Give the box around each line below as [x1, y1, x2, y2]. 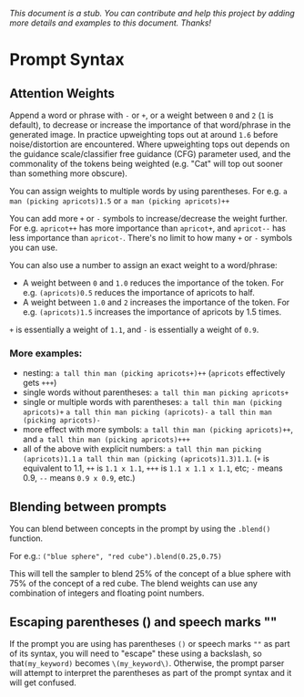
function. [9, 533, 44, 544]
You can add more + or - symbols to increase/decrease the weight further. [9, 213, 289, 224]
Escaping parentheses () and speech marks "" [9, 614, 278, 629]
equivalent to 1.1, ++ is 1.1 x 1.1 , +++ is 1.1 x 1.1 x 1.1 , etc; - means [22, 463, 284, 473]
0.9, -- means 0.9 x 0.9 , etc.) [22, 473, 136, 484]
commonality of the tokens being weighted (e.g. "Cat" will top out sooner [9, 159, 284, 169]
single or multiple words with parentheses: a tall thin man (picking [22, 397, 282, 408]
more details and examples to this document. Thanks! [9, 17, 212, 28]
